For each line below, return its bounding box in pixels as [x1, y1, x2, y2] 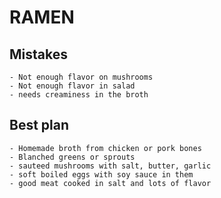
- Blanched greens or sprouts [9, 152, 136, 162]
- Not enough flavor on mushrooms [9, 72, 154, 82]
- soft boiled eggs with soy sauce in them [9, 169, 194, 180]
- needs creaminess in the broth [9, 90, 149, 100]
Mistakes [9, 46, 68, 63]
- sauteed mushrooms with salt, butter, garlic [9, 161, 212, 171]
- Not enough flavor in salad [9, 81, 136, 91]
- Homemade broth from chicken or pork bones [9, 143, 202, 153]
